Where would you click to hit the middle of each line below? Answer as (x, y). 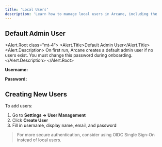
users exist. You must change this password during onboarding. (69, 55)
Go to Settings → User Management (49, 115)
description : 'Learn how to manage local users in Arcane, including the (81, 14)
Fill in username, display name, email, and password (64, 125)
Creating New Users (36, 94)
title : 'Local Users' (27, 9)
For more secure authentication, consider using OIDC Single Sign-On (86, 135)
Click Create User (30, 120)
